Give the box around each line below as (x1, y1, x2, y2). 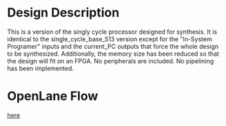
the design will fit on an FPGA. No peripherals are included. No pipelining (7, 56, 214, 65)
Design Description (7, 5, 120, 21)
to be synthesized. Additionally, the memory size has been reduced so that (7, 50, 219, 58)
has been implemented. (7, 64, 74, 72)
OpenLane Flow (7, 88, 99, 104)
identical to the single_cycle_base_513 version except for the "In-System (7, 34, 212, 43)
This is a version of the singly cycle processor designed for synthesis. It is (7, 28, 218, 36)
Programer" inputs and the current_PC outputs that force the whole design (7, 42, 219, 50)
